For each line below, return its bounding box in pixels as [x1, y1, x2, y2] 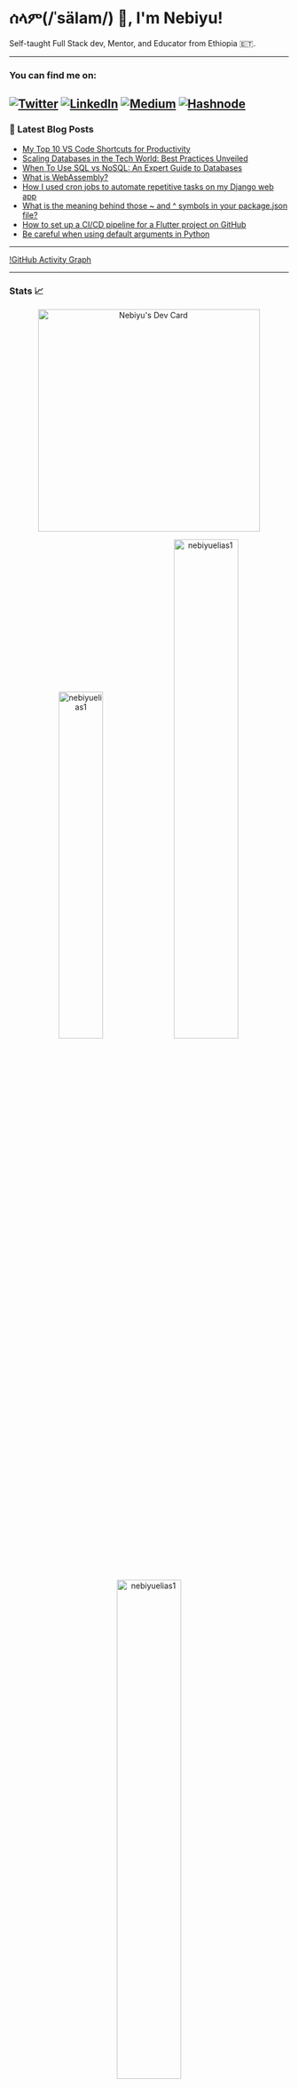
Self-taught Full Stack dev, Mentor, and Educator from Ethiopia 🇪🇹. [9, 37, 256, 48]
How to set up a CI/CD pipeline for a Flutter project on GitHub [21, 219, 247, 229]
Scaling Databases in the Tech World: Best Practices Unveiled [21, 153, 248, 164]
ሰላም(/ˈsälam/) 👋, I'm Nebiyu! [9, 8, 223, 28]
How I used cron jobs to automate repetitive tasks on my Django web [21, 181, 274, 192]
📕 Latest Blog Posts [9, 124, 95, 136]
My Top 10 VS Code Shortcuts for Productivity [21, 143, 191, 154]
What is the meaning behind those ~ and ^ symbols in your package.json [21, 200, 288, 211]
